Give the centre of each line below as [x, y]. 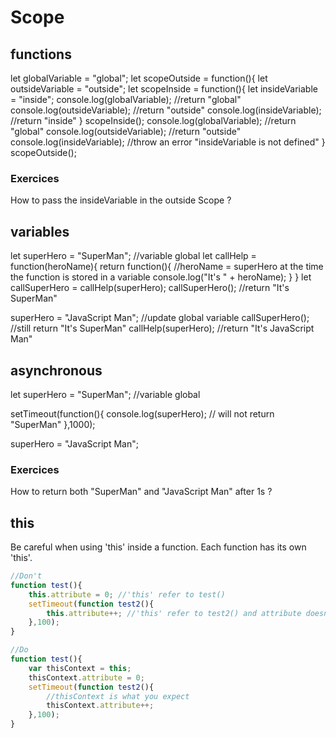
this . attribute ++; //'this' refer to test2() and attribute [174, 613]
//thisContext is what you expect [118, 696]
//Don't [26, 576]
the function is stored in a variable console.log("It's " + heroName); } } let [161, 277]
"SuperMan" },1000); [53, 424]
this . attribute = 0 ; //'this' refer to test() [127, 594]
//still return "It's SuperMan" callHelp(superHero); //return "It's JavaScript [162, 328]
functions [41, 54]
